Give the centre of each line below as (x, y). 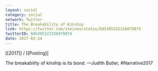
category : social (24, 15)
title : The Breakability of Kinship (44, 24)
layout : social (22, 10)
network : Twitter (24, 19)
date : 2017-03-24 (24, 39)
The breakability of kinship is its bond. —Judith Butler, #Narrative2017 (79, 63)
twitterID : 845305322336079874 (39, 34)
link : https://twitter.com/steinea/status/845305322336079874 (73, 29)
